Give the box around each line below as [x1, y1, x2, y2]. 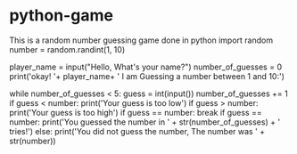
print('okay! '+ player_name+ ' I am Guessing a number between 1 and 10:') [9, 70, 285, 81]
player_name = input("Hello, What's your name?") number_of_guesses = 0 [9, 61, 283, 72]
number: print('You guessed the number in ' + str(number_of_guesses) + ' [9, 117, 281, 127]
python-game [9, 5, 114, 26]
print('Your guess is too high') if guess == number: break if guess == [9, 107, 262, 118]
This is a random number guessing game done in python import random [9, 35, 274, 45]
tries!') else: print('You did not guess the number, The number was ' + [9, 126, 266, 136]
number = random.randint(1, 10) [9, 44, 126, 54]
